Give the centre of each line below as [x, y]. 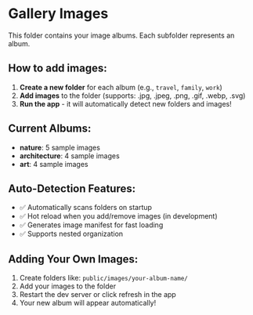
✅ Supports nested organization [71, 234]
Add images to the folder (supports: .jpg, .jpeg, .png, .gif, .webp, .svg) [132, 96]
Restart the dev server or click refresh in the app [98, 295]
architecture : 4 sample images [69, 156]
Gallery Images [58, 14]
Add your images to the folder [67, 286]
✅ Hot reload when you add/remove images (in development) [118, 216]
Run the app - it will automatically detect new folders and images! [126, 103]
